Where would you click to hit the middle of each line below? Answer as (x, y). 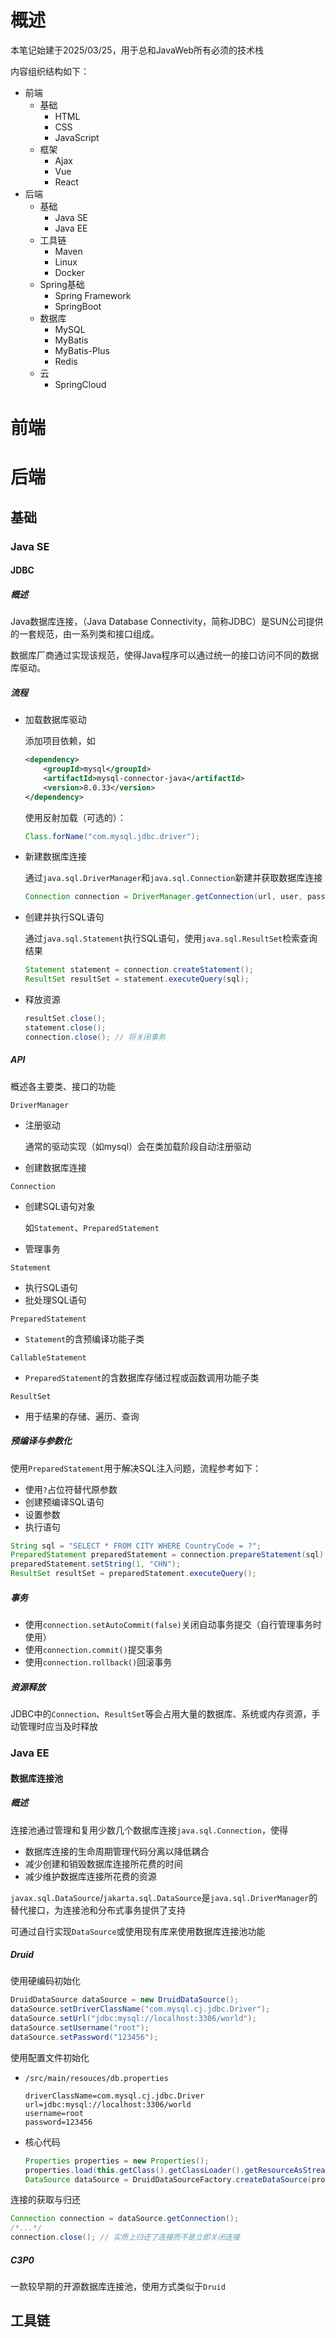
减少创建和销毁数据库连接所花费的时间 (103, 1863)
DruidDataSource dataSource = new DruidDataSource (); (125, 2000)
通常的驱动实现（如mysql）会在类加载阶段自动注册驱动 (138, 1146)
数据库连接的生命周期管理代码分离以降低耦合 (117, 1851)
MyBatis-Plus (82, 350)
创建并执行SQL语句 (64, 917)
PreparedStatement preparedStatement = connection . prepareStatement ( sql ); (169, 1555)
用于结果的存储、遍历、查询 (82, 1416)
